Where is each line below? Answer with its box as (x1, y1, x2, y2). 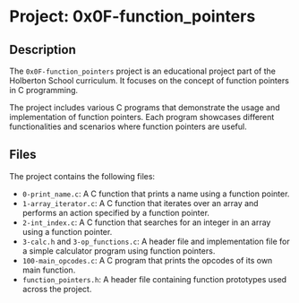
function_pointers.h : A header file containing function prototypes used (21, 273, 287, 284)
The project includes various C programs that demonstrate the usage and (9, 102, 280, 113)
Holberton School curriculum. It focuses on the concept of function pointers (9, 75, 289, 86)
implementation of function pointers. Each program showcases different (9, 112, 275, 122)
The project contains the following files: (9, 170, 155, 181)
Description (9, 42, 76, 57)
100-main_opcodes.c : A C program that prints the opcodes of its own (21, 255, 273, 265)
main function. (21, 264, 76, 275)
